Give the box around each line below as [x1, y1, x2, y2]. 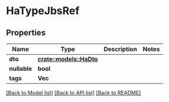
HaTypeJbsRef [6, 4, 79, 18]
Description [103, 45, 137, 53]
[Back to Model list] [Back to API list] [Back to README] [6, 90, 141, 96]
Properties [6, 28, 46, 38]
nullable [9, 65, 32, 73]
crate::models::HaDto [37, 55, 98, 63]
